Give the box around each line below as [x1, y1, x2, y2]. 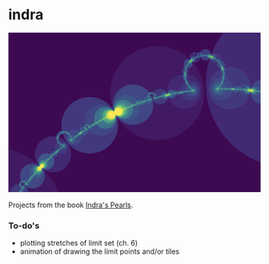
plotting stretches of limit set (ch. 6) [19, 238, 139, 248]
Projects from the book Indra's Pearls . [8, 200, 134, 210]
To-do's [8, 220, 40, 231]
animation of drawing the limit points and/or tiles [19, 246, 180, 257]
